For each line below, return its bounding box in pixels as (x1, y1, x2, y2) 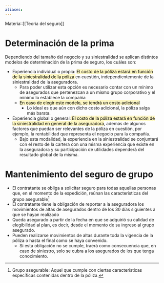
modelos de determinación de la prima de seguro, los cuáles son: (5, 59, 137, 65)
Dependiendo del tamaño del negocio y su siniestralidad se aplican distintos (5, 54, 158, 60)
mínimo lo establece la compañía (19, 94, 86, 100)
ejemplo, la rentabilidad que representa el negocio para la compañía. (12, 131, 150, 137)
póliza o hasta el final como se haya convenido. (12, 238, 108, 243)
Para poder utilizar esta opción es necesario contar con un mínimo (19, 84, 154, 90)
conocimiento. (19, 253, 48, 259)
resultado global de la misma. (19, 152, 79, 157)
